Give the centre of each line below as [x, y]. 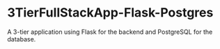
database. [22, 39]
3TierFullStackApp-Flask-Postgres [110, 13]
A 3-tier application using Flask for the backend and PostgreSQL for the [110, 32]
